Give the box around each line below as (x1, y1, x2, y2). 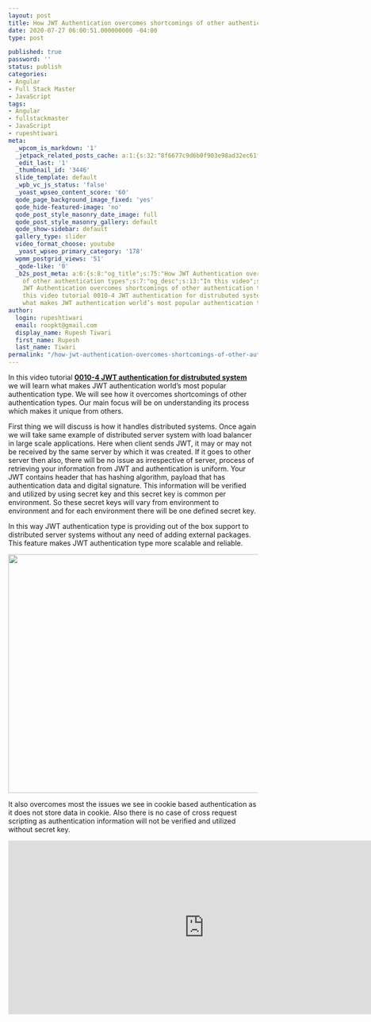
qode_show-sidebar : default (15, 226, 109, 233)
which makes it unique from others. (8, 407, 124, 415)
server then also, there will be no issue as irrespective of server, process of (8, 456, 254, 465)
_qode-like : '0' (15, 262, 69, 270)
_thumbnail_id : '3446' (15, 166, 90, 175)
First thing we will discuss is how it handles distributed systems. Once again (8, 422, 257, 431)
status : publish (8, 63, 62, 71)
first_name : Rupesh (15, 336, 80, 344)
